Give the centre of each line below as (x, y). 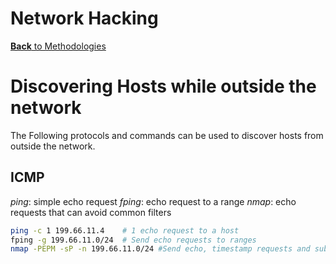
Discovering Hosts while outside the (163, 86)
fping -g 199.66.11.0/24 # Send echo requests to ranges (133, 240)
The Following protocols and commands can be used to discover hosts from (167, 135)
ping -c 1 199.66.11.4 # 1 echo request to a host (125, 230)
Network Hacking (84, 18)
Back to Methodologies (58, 46)
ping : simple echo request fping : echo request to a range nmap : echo (153, 201)
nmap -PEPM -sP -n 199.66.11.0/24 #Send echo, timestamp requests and (160, 249)
